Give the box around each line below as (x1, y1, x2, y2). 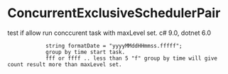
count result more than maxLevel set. (7, 60, 122, 68)
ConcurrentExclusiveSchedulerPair (7, 5, 221, 21)
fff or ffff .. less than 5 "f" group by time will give (45, 55, 218, 62)
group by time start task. (45, 48, 126, 55)
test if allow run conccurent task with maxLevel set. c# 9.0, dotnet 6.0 (7, 28, 212, 37)
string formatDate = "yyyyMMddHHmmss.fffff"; (45, 42, 183, 49)
